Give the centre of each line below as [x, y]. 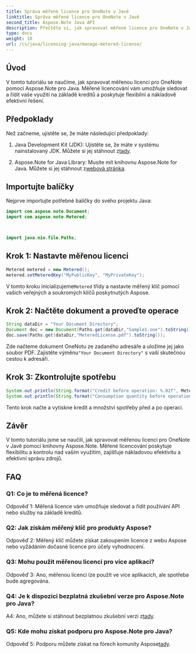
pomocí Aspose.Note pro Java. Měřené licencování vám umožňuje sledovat [97, 88]
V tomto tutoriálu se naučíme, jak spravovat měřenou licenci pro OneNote [94, 82]
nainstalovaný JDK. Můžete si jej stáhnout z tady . [73, 151]
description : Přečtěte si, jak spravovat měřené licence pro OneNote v [95, 28]
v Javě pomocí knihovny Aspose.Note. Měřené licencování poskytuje [89, 446]
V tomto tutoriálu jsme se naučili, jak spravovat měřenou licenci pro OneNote [98, 440]
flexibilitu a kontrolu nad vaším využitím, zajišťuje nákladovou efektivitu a [93, 452]
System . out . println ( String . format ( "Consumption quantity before [86, 396]
